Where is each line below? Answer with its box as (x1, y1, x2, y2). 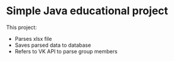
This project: (6, 24, 37, 31)
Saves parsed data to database (14, 41, 91, 49)
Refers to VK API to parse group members (14, 47, 118, 54)
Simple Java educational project (6, 4, 168, 18)
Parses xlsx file (14, 35, 52, 42)
